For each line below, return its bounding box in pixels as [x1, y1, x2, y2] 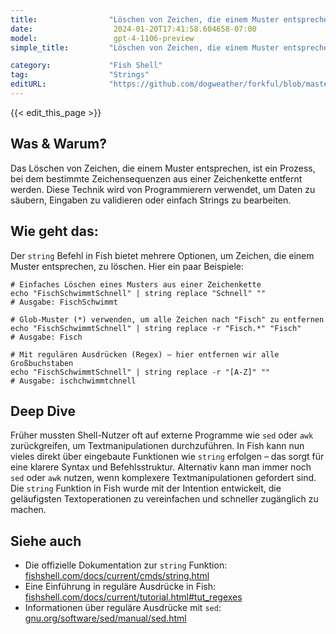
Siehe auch [10, 532, 82, 550]
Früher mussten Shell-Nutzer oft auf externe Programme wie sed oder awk [10, 429, 314, 441]
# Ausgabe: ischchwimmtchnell [10, 376, 137, 386]
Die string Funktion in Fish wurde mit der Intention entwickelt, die [10, 482, 282, 495]
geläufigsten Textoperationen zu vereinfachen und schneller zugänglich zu [10, 493, 319, 505]
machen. [10, 504, 47, 516]
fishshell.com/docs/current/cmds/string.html [24, 570, 210, 582]
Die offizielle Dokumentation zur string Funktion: [24, 559, 228, 571]
